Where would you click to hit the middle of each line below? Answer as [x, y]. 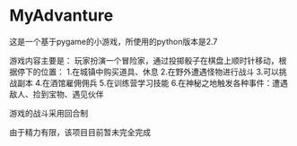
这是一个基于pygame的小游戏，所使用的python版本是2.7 [114, 41]
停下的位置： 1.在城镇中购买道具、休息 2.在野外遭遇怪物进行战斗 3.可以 [148, 72]
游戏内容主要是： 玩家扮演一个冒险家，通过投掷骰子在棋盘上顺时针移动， [144, 60]
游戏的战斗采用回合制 [48, 113]
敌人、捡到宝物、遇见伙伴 [57, 94]
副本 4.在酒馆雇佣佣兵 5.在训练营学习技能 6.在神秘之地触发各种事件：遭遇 [153, 82]
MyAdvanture [61, 16]
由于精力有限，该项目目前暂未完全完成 [80, 132]
